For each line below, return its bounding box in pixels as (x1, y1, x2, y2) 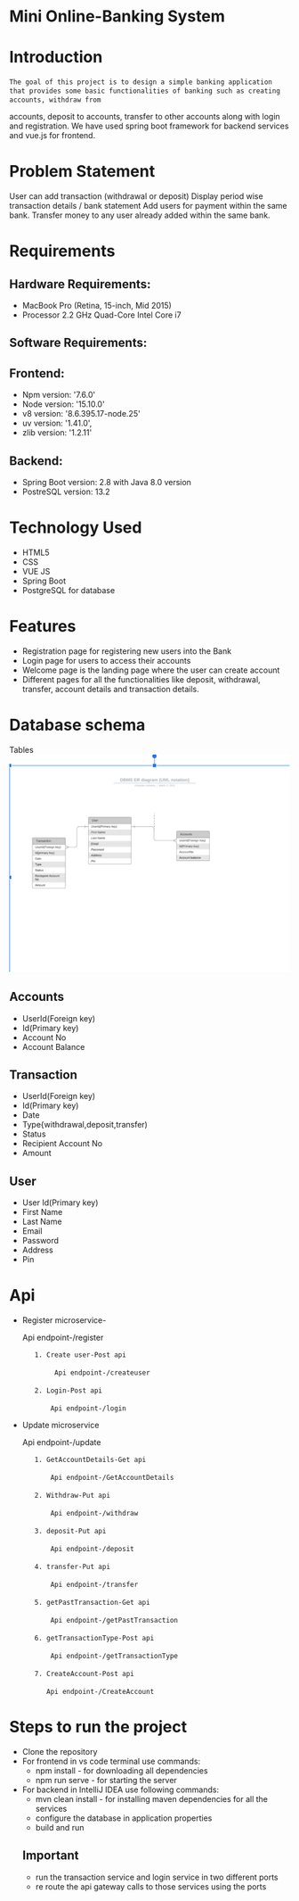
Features (9, 616, 77, 637)
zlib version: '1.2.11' (21, 427, 93, 438)
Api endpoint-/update (21, 1437, 101, 1448)
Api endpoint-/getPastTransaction (50, 1616, 179, 1625)
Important (21, 1848, 79, 1864)
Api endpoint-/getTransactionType (50, 1652, 179, 1661)
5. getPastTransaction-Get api (34, 1599, 150, 1608)
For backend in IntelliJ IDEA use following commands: (21, 1784, 220, 1795)
